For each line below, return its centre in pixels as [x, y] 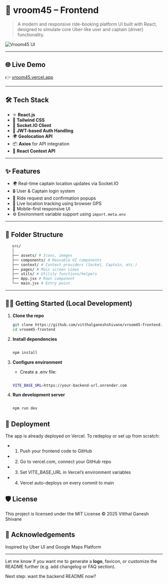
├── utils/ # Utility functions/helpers [54, 274]
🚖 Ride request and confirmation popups [54, 198]
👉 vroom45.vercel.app [29, 77]
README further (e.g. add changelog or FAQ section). [60, 566]
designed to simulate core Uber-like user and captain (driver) [80, 29]
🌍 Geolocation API [32, 136]
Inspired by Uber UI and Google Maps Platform [53, 546]
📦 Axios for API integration [41, 143]
